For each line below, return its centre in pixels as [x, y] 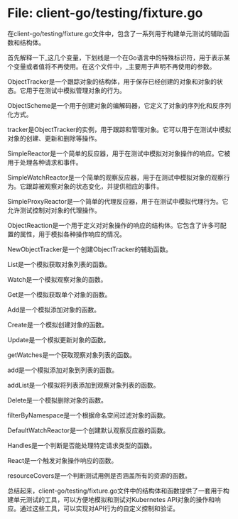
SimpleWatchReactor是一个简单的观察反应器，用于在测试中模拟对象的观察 [115, 177]
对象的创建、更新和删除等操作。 [54, 138]
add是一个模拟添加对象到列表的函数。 [63, 370]
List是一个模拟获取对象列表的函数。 [59, 264]
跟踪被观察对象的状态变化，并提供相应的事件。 [94, 186]
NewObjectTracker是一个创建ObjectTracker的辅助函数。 [90, 249]
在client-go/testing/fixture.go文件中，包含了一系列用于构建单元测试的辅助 [115, 33]
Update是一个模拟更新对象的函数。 [59, 339]
